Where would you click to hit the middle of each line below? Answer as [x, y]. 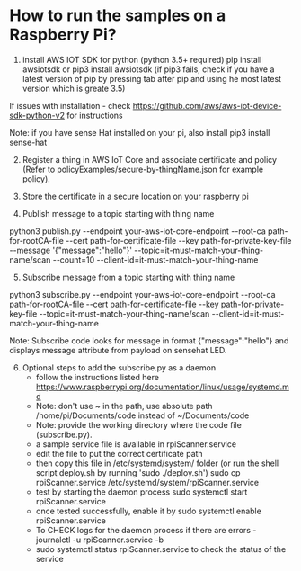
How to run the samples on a [118, 16]
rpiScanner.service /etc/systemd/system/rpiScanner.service [147, 482]
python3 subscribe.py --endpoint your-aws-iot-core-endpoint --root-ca [142, 294]
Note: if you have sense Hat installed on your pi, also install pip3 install [140, 132]
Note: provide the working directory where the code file [139, 424]
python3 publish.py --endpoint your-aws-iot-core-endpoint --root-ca [138, 231]
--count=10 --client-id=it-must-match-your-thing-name [155, 259]
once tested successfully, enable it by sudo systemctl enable [149, 511]
